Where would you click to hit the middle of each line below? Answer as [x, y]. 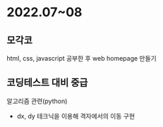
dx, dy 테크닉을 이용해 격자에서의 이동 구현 [76, 116]
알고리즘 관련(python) [37, 101]
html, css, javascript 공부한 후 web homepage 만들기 [81, 58]
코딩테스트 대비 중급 [47, 83]
